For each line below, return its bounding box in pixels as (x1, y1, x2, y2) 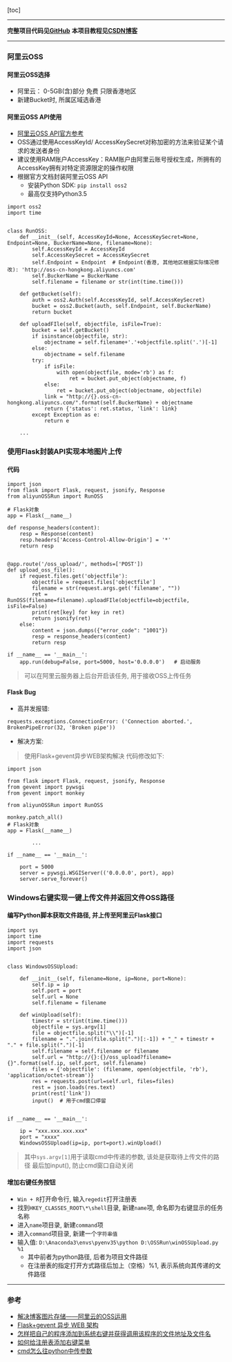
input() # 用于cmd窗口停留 (32, 1097, 106, 1104)
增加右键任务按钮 (7, 1178, 56, 1187)
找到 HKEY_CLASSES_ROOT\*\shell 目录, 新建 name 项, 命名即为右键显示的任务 (17, 1203, 223, 1212)
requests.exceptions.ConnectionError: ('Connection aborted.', (7, 718, 193, 725)
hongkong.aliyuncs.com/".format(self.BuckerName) (7, 400, 153, 407)
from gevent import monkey (7, 790, 85, 797)
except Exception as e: (32, 411, 100, 418)
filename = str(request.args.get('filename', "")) (32, 585, 181, 592)
